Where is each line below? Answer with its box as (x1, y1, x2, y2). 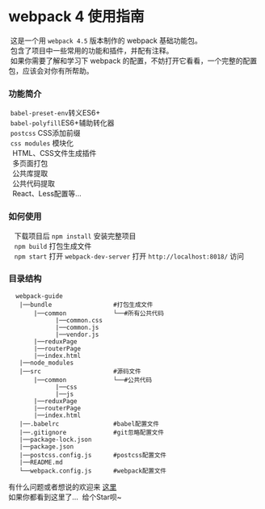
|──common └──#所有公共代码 (33, 309, 164, 318)
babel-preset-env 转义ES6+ (10, 108, 101, 118)
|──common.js (55, 323, 99, 331)
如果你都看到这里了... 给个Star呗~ (8, 492, 122, 502)
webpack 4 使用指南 (8, 7, 145, 26)
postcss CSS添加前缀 (10, 128, 81, 138)
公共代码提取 (11, 179, 55, 188)
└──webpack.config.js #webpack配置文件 (19, 466, 167, 475)
